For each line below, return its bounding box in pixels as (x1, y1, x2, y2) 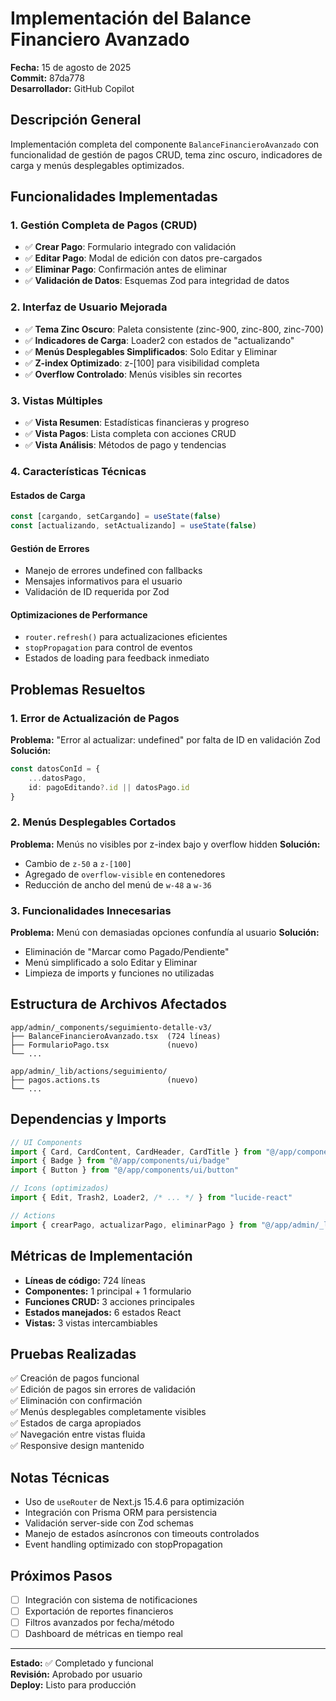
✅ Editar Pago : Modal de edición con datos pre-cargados (24, 252, 263, 264)
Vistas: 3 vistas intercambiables (24, 1317, 158, 1329)
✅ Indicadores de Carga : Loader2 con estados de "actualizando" (24, 334, 295, 346)
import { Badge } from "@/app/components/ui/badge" (10, 1156, 230, 1166)
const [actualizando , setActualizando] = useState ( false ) (10, 521, 257, 531)
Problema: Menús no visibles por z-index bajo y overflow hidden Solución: (10, 838, 321, 850)
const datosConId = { (10, 764, 101, 774)
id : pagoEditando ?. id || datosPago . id (28, 782, 190, 792)
